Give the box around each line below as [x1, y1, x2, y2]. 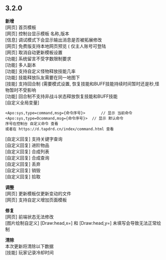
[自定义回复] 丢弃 [5, 161, 41, 167]
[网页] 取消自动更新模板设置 [5, 49, 63, 55]
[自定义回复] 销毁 [5, 167, 41, 173]
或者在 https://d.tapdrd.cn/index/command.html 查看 [5, 126, 114, 132]
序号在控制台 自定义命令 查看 [5, 121, 59, 126]
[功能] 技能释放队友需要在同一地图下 [5, 74, 80, 80]
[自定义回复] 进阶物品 [5, 142, 50, 148]
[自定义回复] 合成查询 [5, 155, 50, 161]
